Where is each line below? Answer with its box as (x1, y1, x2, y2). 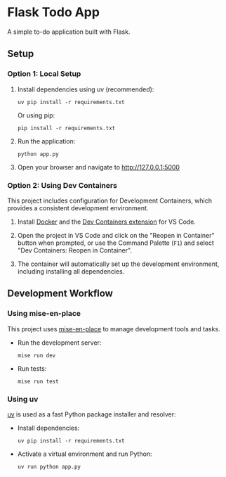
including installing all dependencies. (17, 267, 125, 275)
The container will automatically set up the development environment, (17, 260, 220, 268)
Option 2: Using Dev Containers (7, 180, 118, 190)
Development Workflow (7, 288, 114, 300)
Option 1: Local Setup (7, 69, 81, 79)
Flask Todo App (7, 4, 100, 20)
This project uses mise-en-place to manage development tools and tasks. (7, 324, 220, 333)
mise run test (17, 378, 59, 385)
